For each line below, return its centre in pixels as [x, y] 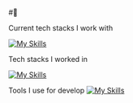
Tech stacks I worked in [48, 59]
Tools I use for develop [47, 90]
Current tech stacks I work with [61, 28]
